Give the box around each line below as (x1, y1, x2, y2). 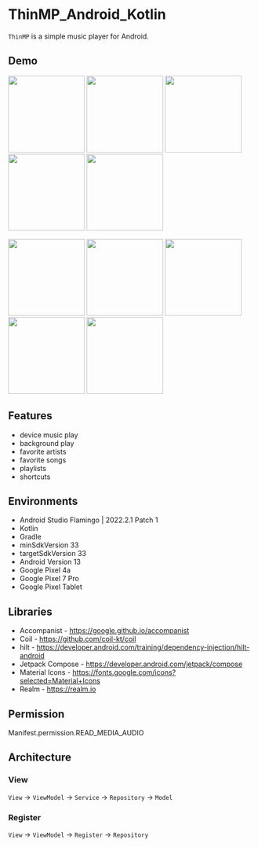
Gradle (19, 532, 42, 542)
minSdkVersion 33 (19, 540, 80, 550)
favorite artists (19, 447, 67, 456)
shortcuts (19, 472, 51, 481)
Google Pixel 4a (19, 565, 71, 575)
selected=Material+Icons (19, 676, 100, 686)
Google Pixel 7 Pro (19, 574, 80, 584)
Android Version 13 (19, 557, 81, 567)
